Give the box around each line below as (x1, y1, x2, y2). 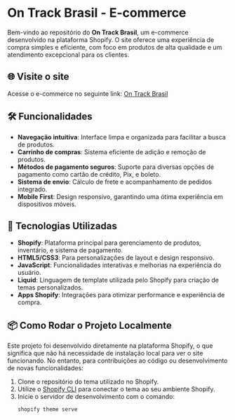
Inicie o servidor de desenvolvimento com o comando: (17, 393, 175, 401)
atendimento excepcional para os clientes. (7, 50, 130, 59)
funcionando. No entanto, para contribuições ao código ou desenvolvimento (7, 356, 228, 365)
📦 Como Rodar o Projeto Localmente (7, 319, 172, 331)
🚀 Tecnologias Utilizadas (7, 219, 117, 232)
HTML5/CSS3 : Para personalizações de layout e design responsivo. (17, 254, 215, 262)
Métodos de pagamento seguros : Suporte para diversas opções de (17, 163, 215, 171)
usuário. (17, 269, 41, 277)
